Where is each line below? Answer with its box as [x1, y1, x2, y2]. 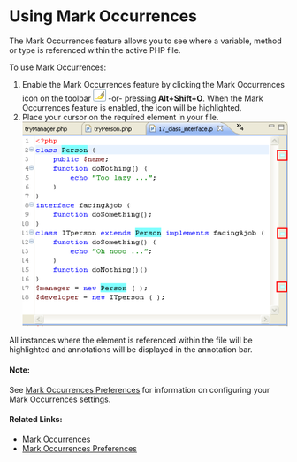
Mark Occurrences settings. [9, 394, 111, 404]
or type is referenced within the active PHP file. [9, 44, 181, 55]
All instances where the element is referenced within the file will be [9, 335, 254, 346]
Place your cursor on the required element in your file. [21, 112, 219, 122]
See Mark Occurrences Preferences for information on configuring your [9, 384, 270, 395]
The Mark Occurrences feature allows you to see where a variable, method [9, 35, 283, 46]
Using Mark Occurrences [9, 6, 197, 27]
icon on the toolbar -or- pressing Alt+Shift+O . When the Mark [21, 93, 263, 104]
